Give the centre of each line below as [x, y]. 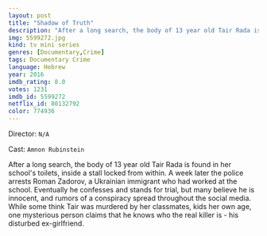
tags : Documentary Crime [49, 60]
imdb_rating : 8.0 [37, 82]
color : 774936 [32, 112]
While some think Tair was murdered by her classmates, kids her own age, [130, 206]
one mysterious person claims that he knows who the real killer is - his [124, 215]
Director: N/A [29, 134]
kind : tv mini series [44, 45]
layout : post [30, 15]
